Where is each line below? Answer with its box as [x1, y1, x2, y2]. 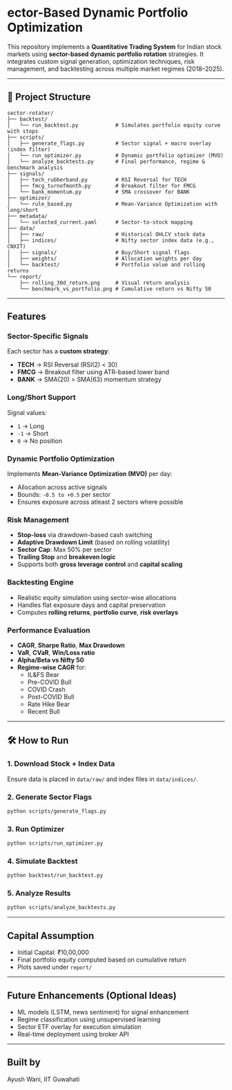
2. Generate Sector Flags [7, 792, 92, 802]
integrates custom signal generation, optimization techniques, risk [7, 57, 195, 65]
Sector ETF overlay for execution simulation [17, 1022, 142, 1030]
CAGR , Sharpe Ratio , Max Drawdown [17, 641, 126, 649]
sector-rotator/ [7, 109, 54, 116]
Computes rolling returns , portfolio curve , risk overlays [17, 608, 178, 616]
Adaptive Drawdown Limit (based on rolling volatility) [17, 538, 171, 547]
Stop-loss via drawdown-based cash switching [17, 531, 153, 539]
